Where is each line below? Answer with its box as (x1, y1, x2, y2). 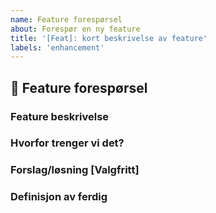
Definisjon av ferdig (10, 190, 108, 204)
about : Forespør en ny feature (10, 24, 141, 34)
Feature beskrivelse (10, 109, 110, 123)
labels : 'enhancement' (10, 42, 105, 53)
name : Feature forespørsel (10, 14, 123, 25)
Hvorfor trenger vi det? (10, 136, 125, 150)
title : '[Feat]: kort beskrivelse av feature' (10, 33, 208, 43)
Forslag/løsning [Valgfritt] (10, 163, 140, 177)
